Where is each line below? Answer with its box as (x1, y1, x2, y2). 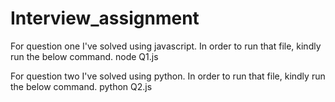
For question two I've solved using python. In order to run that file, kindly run (10, 70, 326, 82)
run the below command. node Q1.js (10, 50, 159, 62)
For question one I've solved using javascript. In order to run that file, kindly (10, 40, 322, 52)
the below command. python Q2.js (10, 80, 153, 92)
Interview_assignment (10, 7, 200, 30)
